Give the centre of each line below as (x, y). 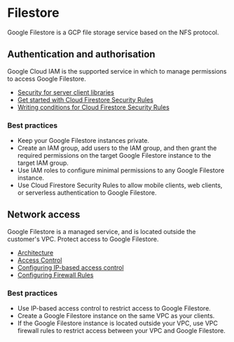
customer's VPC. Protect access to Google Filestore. (83, 239)
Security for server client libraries (66, 92)
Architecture (35, 252)
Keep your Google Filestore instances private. (83, 141)
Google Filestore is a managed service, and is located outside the (102, 231)
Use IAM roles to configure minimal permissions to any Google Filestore (121, 170)
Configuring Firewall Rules (55, 275)
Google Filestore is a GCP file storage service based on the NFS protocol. (113, 32)
